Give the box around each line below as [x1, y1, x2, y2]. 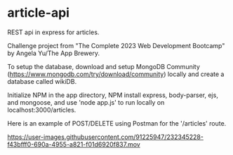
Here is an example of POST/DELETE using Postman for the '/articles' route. [7, 119, 227, 127]
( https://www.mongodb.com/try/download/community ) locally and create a [7, 70, 225, 78]
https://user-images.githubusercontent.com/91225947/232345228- [7, 133, 204, 141]
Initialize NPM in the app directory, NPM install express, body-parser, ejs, [7, 91, 219, 99]
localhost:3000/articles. [7, 105, 76, 114]
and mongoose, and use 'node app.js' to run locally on [7, 98, 165, 106]
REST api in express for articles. [7, 28, 100, 36]
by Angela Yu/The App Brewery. [7, 49, 100, 57]
